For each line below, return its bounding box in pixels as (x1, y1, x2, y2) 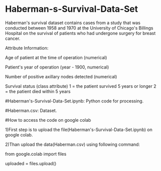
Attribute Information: (5, 45, 49, 51)
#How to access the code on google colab (5, 117, 91, 123)
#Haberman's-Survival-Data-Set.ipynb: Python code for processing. (5, 98, 144, 104)
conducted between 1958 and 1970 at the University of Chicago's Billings (5, 25, 154, 31)
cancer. (5, 35, 21, 41)
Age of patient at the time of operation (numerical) (5, 54, 107, 60)
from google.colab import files (5, 151, 66, 157)
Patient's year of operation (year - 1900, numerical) (5, 64, 109, 70)
